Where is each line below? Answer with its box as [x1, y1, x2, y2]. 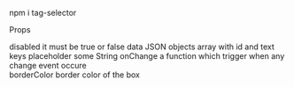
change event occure [9, 61, 87, 70]
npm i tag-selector [9, 8, 77, 18]
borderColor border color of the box [9, 69, 140, 80]
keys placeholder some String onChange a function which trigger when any [9, 51, 285, 61]
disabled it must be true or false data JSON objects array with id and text [9, 41, 275, 52]
